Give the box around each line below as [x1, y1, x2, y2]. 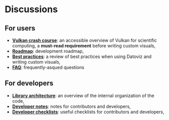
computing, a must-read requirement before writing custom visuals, [12, 43, 156, 49]
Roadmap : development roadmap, [12, 48, 84, 54]
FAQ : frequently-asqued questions [12, 65, 85, 70]
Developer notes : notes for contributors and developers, [12, 103, 131, 109]
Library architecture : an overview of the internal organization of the [12, 93, 154, 99]
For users [5, 24, 36, 33]
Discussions [5, 4, 58, 15]
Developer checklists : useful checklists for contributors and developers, [12, 108, 164, 115]
